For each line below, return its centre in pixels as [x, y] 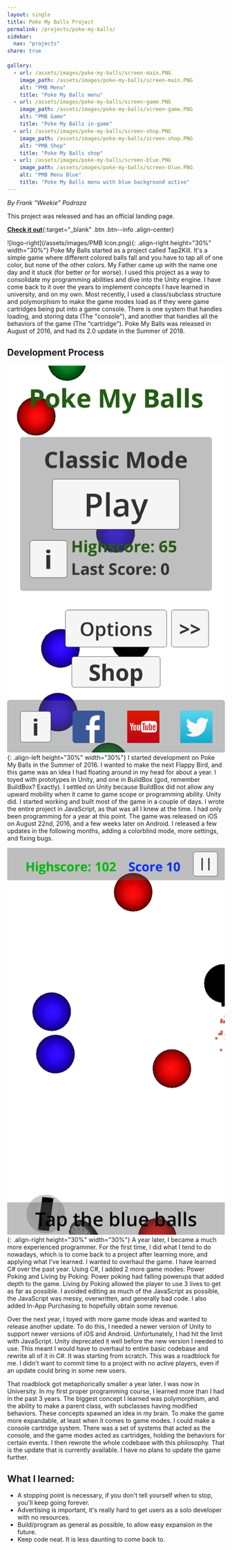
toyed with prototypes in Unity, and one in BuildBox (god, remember [104, 779]
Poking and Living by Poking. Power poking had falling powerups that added [116, 1276]
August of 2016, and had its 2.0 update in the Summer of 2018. [96, 331]
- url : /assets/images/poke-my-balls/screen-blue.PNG [92, 160]
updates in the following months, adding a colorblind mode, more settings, [113, 831]
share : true [24, 51]
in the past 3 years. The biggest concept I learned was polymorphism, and [113, 1398]
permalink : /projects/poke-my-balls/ [61, 29]
